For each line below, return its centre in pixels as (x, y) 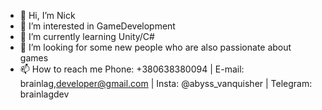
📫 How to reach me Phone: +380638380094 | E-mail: (132, 69)
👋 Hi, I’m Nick (47, 15)
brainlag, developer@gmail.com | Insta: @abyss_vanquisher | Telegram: (166, 83)
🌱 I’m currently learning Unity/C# (87, 36)
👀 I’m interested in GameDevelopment (97, 26)
